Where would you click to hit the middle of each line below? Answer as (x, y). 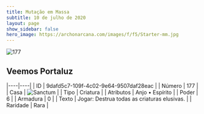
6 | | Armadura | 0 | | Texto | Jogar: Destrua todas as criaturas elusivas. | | (99, 99)
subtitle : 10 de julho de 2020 (46, 18)
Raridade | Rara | (27, 105)
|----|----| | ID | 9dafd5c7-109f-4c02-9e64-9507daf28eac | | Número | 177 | (102, 85)
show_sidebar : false (33, 29)
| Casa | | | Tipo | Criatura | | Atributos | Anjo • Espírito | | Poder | (102, 92)
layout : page (23, 23)
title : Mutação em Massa (38, 12)
